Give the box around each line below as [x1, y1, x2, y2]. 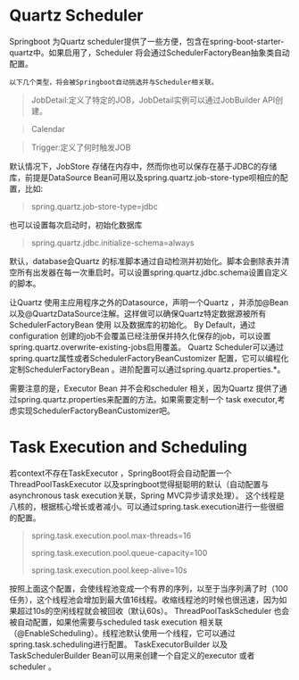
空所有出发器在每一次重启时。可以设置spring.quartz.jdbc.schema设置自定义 [9, 267, 288, 278]
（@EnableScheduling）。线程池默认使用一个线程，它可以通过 [9, 627, 237, 638]
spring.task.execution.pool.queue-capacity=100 [30, 547, 208, 558]
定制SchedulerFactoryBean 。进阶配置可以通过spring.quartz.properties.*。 [9, 363, 286, 375]
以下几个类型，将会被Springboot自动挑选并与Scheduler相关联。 [9, 78, 219, 87]
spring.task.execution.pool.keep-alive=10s [30, 564, 187, 576]
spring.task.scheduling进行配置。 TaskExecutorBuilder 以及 [9, 639, 228, 650]
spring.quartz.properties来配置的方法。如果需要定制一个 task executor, [16, 394, 278, 404]
